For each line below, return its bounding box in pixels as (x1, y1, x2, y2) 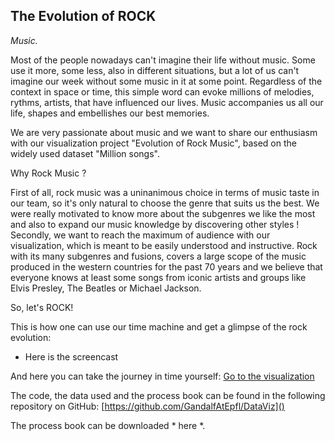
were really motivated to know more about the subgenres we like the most (10, 207, 316, 219)
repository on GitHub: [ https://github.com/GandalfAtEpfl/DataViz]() (10, 400, 285, 412)
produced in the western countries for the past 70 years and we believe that (10, 260, 323, 273)
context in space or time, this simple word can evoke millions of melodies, (10, 85, 315, 98)
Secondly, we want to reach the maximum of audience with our (10, 229, 271, 241)
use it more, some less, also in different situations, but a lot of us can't (10, 64, 300, 76)
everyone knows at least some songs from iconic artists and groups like (10, 271, 307, 283)
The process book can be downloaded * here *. (10, 419, 206, 431)
